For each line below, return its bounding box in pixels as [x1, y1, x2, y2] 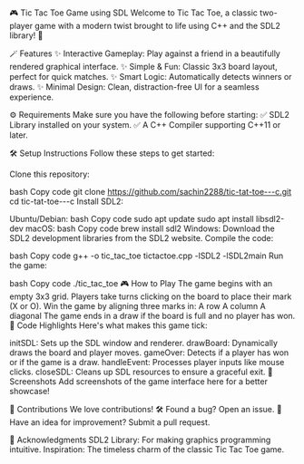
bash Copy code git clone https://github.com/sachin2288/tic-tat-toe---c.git [9, 187, 292, 197]
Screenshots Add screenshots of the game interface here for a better [9, 376, 268, 387]
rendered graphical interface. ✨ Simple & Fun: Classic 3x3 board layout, [9, 62, 279, 72]
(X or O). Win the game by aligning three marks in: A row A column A [9, 301, 266, 311]
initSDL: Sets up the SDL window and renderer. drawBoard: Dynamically [9, 338, 279, 348]
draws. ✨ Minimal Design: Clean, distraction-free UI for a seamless [9, 82, 260, 92]
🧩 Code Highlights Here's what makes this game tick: [9, 320, 208, 331]
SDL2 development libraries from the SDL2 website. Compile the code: [9, 233, 274, 243]
